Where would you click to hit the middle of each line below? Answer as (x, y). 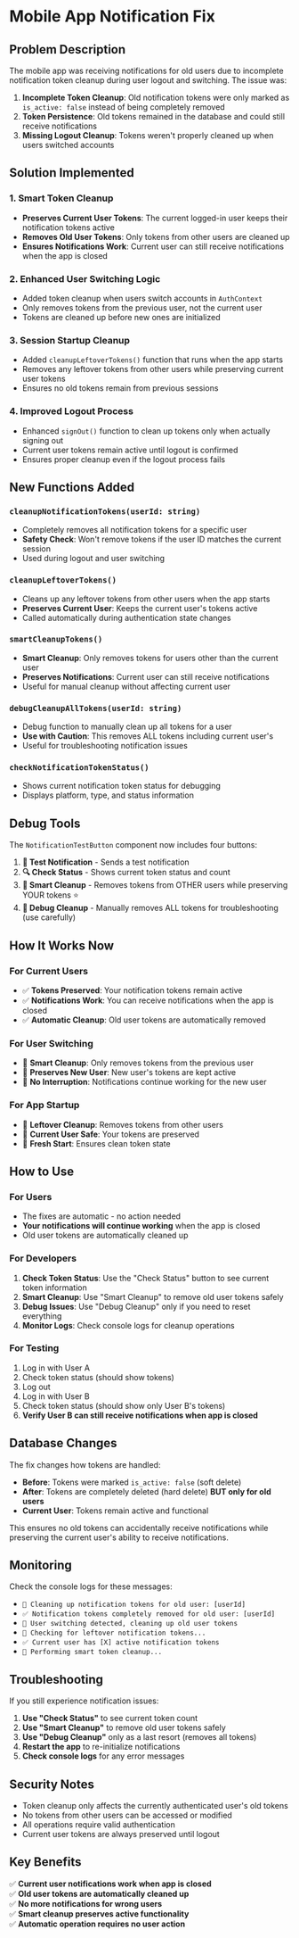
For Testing (34, 1348)
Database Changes (63, 1443)
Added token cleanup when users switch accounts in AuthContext (142, 298)
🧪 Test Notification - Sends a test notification (105, 862)
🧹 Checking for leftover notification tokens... (114, 1633)
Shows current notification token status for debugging (121, 786)
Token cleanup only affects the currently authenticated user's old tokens (155, 1806)
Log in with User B (56, 1396)
